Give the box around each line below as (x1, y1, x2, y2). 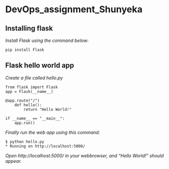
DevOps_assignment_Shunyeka (5, 4, 143, 15)
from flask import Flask (5, 84, 58, 90)
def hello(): (14, 102, 42, 108)
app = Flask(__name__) (5, 89, 53, 94)
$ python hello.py (5, 139, 44, 144)
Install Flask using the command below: (5, 37, 89, 43)
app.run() (14, 120, 36, 126)
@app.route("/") (5, 98, 40, 103)
